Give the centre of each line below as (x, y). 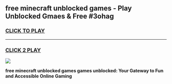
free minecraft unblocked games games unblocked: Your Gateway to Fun (84, 70)
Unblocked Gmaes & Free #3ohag (60, 17)
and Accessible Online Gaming (39, 76)
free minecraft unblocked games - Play (69, 8)
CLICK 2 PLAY (23, 50)
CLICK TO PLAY (25, 31)
